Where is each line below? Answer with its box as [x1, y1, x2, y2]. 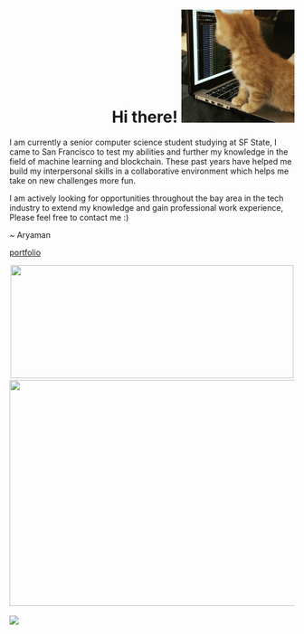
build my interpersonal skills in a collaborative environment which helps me [9, 166, 290, 176]
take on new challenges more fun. [9, 175, 137, 185]
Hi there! [111, 107, 178, 128]
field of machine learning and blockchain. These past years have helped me [9, 156, 292, 166]
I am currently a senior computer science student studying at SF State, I [9, 137, 278, 147]
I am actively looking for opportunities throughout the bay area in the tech [9, 193, 284, 203]
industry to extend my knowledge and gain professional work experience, [9, 202, 283, 213]
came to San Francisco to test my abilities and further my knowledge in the [9, 146, 289, 157]
